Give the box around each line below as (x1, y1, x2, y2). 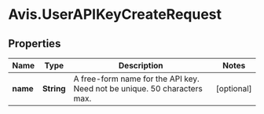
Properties (8, 37, 61, 50)
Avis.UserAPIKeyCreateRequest (8, 6, 222, 24)
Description (118, 61, 163, 71)
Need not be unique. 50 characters (73, 83, 203, 94)
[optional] (215, 83, 252, 94)
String (42, 83, 66, 94)
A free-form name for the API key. (73, 73, 200, 84)
